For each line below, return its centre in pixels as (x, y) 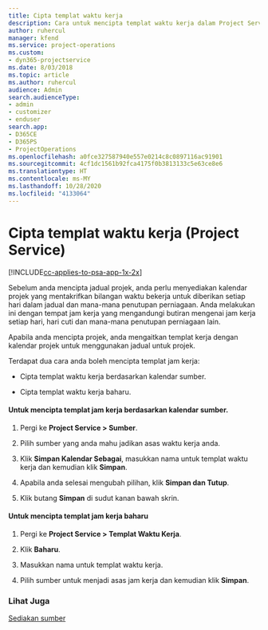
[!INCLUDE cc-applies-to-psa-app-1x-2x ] (75, 272)
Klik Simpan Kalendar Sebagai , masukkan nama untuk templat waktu (134, 459)
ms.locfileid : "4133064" (49, 193)
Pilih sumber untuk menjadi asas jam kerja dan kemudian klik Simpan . (134, 580)
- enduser (25, 120)
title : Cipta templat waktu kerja (66, 16)
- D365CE (23, 134)
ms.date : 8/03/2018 (41, 68)
